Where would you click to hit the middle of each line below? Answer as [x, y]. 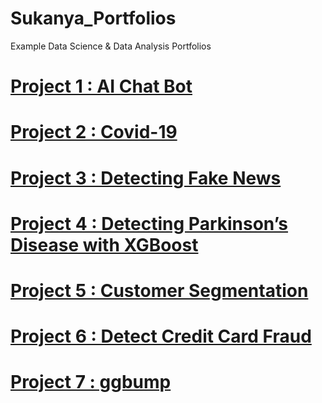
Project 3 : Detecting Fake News [146, 178]
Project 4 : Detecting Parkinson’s [149, 223]
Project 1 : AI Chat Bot [101, 86]
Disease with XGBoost [104, 244]
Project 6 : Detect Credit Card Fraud [161, 336]
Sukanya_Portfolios [93, 18]
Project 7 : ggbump [91, 382]
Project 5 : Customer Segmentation [159, 290]
